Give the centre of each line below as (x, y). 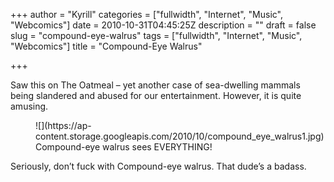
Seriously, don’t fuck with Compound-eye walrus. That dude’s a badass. (158, 166)
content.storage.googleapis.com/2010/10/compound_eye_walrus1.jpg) (180, 136)
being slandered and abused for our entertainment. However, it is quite (156, 95)
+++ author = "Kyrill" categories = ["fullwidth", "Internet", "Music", (147, 14)
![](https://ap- (63, 125)
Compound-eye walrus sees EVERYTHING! (124, 147)
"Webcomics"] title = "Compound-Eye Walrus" (106, 46)
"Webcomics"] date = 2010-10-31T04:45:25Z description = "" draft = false (163, 25)
